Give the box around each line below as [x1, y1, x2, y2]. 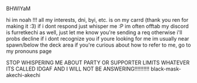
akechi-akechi [6, 72, 41, 78]
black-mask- [151, 65, 181, 72]
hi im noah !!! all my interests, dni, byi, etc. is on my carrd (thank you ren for [6, 16, 189, 23]
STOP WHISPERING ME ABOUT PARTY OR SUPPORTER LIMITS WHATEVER [6, 59, 190, 66]
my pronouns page [6, 48, 52, 55]
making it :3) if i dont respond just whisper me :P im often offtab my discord [6, 23, 189, 29]
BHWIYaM [6, 5, 31, 12]
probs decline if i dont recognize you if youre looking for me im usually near [6, 35, 189, 42]
